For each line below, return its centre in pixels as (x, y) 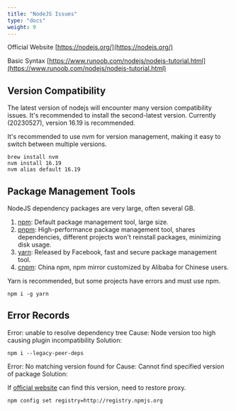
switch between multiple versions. (57, 144)
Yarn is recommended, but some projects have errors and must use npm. (114, 281)
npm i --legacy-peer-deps (45, 353)
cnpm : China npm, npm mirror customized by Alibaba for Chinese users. (123, 267)
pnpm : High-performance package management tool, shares (106, 230)
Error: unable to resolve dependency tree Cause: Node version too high (112, 332)
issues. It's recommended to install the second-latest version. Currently (112, 116)
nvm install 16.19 (34, 164)
